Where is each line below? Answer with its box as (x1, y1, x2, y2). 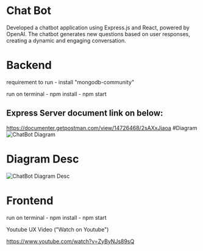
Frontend (6, 194, 54, 208)
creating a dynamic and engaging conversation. (6, 37, 126, 44)
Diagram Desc (6, 152, 79, 166)
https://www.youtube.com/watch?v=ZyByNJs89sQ (6, 238, 135, 245)
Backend (6, 59, 52, 72)
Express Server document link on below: (6, 108, 163, 118)
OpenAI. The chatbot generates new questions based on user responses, (6, 30, 190, 37)
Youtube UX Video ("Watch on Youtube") (6, 225, 109, 233)
